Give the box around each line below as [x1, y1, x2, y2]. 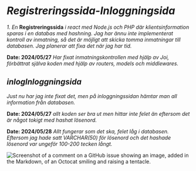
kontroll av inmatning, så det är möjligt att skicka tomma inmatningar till [6, 36, 181, 43]
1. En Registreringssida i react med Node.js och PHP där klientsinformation [6, 24, 190, 31]
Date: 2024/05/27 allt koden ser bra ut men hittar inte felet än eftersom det [6, 110, 190, 117]
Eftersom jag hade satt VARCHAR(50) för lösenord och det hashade [6, 134, 171, 141]
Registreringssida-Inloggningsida [6, 4, 175, 18]
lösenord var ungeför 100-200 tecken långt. [6, 140, 113, 147]
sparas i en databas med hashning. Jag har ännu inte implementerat [6, 29, 174, 36]
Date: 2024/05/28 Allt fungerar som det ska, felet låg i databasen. [6, 128, 169, 135]
